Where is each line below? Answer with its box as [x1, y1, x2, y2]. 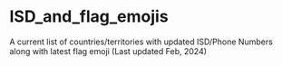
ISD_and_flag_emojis [9, 6, 170, 27]
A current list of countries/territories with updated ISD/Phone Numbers [9, 36, 274, 47]
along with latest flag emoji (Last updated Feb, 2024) [9, 45, 207, 56]
